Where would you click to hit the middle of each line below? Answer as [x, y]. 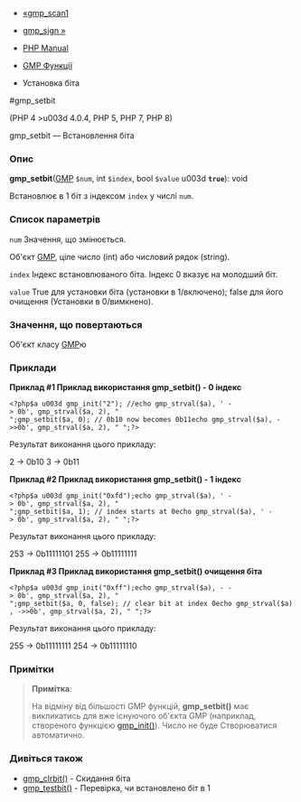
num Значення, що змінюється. [68, 239]
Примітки [32, 669]
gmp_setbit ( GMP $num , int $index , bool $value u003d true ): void [129, 179]
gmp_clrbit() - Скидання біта [76, 778]
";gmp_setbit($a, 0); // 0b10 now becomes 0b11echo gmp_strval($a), [141, 420]
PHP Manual [46, 48]
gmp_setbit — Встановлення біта [72, 135]
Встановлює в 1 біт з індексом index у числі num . [102, 196]
